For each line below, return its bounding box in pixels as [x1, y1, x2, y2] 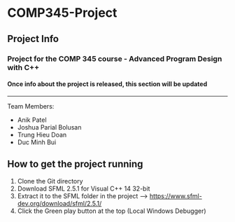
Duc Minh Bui [17, 138, 57, 146]
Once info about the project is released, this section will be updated [7, 80, 208, 88]
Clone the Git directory [17, 176, 83, 185]
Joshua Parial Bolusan [17, 123, 82, 131]
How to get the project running [7, 158, 143, 170]
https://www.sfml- [149, 191, 203, 200]
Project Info [7, 33, 59, 45]
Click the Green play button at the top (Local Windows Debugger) [17, 207, 206, 215]
